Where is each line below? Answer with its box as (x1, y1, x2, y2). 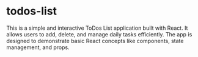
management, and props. (6, 44, 70, 51)
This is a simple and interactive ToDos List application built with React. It (6, 24, 188, 32)
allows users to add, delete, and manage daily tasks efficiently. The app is (6, 30, 193, 38)
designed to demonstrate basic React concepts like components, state (6, 37, 184, 44)
